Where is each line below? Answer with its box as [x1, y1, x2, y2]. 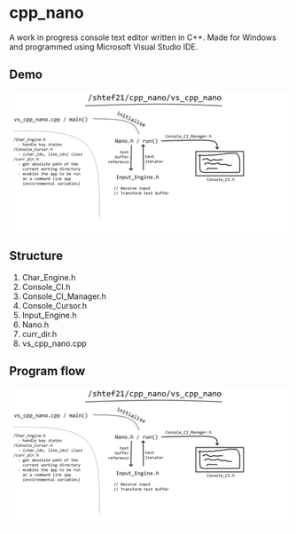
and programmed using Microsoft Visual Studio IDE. [9, 41, 199, 51]
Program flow [9, 363, 86, 379]
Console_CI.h [21, 281, 71, 292]
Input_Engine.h [21, 310, 77, 320]
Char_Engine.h [21, 271, 76, 282]
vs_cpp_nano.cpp [21, 338, 87, 349]
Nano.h [21, 318, 50, 330]
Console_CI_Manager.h [21, 291, 106, 302]
